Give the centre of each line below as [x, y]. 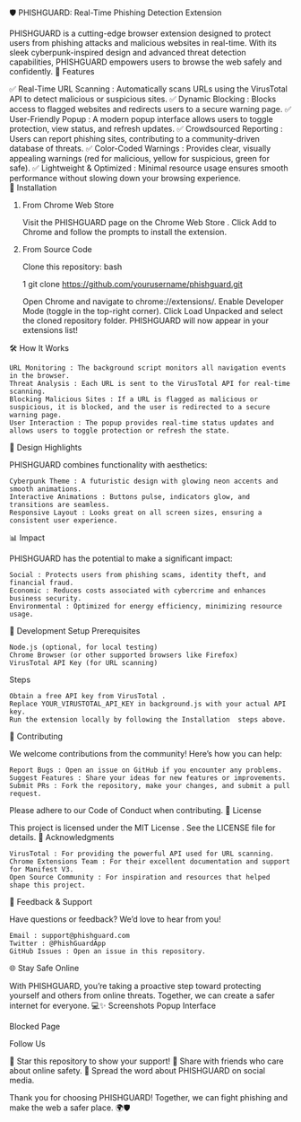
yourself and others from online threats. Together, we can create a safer [142, 995]
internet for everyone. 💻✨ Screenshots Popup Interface [113, 1005]
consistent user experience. [64, 521]
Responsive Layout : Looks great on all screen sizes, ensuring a [136, 513]
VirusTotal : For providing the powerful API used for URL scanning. [142, 854]
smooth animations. [46, 489]
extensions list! [50, 330]
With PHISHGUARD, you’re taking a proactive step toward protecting [135, 986]
